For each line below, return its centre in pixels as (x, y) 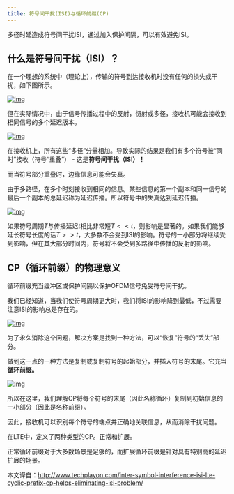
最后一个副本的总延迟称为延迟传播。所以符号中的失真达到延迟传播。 (105, 198)
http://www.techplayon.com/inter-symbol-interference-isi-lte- (127, 475)
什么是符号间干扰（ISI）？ (63, 59)
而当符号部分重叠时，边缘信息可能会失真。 (68, 174)
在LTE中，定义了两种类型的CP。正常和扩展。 (72, 437)
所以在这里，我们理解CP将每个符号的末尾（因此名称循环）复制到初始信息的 (115, 398)
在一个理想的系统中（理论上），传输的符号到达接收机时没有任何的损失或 (109, 77)
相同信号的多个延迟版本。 (44, 122)
